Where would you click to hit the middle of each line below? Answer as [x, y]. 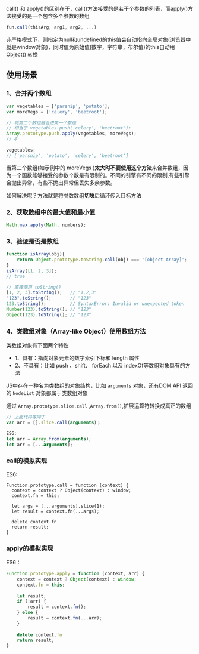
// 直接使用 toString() [34, 287]
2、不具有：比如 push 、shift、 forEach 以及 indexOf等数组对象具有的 [100, 366]
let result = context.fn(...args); [56, 511]
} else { [28, 613]
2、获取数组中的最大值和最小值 [51, 212]
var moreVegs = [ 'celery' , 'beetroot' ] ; [57, 112]
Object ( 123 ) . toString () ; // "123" [49, 314]
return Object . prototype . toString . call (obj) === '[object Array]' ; [102, 260]
